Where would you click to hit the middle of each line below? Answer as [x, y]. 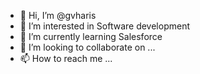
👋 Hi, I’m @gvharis [58, 15]
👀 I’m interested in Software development [104, 26]
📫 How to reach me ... [66, 58]
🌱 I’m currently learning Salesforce [91, 36]
